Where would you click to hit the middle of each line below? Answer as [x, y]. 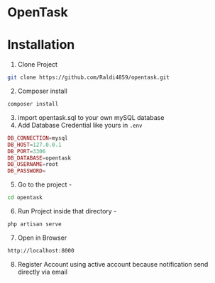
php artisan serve [34, 224]
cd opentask [25, 198]
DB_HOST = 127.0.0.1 [34, 145]
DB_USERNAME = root [33, 165]
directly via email [42, 272]
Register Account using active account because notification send [113, 264]
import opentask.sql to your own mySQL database [91, 117]
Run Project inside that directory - [67, 211]
